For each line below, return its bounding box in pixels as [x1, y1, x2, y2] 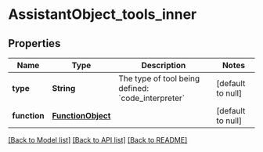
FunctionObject [52, 110, 111, 121]
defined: [118, 83, 150, 93]
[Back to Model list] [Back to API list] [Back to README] [8, 136, 188, 144]
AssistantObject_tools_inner [8, 5, 197, 24]
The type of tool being [118, 73, 200, 84]
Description [141, 60, 186, 71]
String [52, 83, 76, 93]
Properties [8, 37, 61, 50]
